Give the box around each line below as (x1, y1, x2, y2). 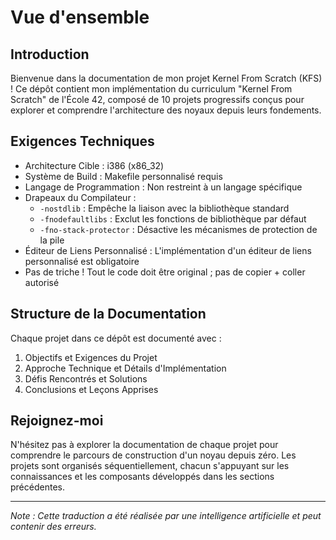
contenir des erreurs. (10, 521, 97, 533)
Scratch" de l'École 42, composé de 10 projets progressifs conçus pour (10, 94, 305, 105)
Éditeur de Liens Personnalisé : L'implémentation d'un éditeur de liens (24, 244, 312, 256)
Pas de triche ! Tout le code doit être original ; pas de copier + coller (24, 266, 306, 278)
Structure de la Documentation (10, 306, 207, 323)
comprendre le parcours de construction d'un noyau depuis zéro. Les (10, 449, 297, 461)
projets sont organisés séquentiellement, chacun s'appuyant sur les (10, 460, 290, 472)
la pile (39, 234, 65, 246)
